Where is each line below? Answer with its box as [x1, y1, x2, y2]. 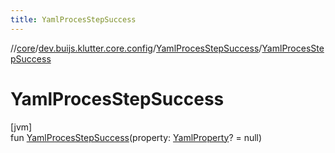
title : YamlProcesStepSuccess [10, 14, 137, 25]
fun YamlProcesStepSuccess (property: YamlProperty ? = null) [10, 131, 263, 143]
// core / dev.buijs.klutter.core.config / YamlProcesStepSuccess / [10, 42, 263, 54]
